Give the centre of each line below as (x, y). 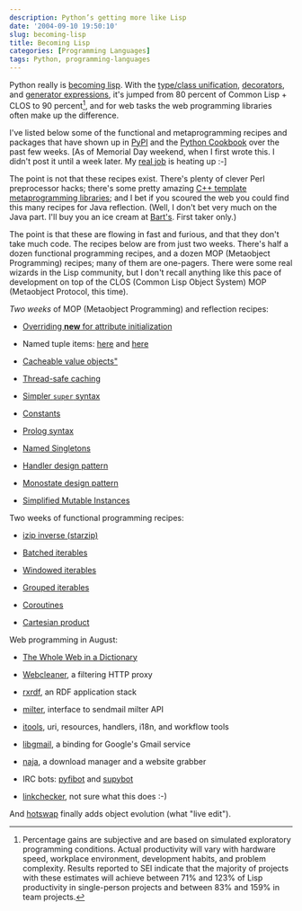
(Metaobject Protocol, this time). (69, 291)
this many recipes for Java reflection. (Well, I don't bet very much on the (143, 207)
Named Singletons (57, 448)
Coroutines (43, 605)
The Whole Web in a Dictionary (80, 657)
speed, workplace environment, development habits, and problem (144, 858)
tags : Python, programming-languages (80, 59)
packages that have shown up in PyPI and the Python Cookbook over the (145, 142)
